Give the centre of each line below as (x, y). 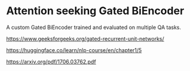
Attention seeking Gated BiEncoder (95, 11)
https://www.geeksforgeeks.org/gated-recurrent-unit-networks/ (85, 38)
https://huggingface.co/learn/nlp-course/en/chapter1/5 (74, 50)
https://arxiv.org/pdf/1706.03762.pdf (51, 62)
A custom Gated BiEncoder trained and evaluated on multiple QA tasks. (94, 27)
